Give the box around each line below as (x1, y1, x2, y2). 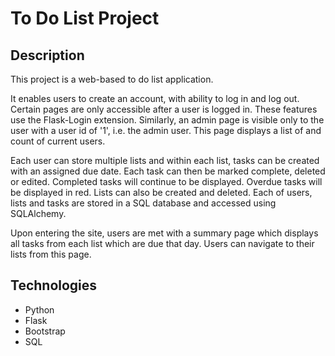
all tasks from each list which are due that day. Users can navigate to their (10, 238, 315, 249)
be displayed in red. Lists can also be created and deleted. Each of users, (10, 187, 313, 198)
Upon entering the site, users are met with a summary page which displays (10, 227, 319, 239)
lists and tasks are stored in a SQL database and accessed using (10, 197, 277, 209)
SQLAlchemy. (10, 208, 67, 219)
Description (10, 47, 85, 64)
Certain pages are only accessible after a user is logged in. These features (10, 103, 318, 115)
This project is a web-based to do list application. (10, 73, 214, 85)
